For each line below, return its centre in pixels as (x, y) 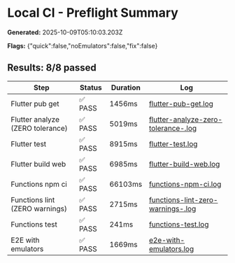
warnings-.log (173, 208)
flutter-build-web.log (185, 164)
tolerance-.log (173, 128)
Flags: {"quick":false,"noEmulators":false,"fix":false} (83, 45)
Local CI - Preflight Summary (93, 13)
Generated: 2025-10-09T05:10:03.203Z (65, 32)
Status (91, 87)
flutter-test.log (173, 143)
